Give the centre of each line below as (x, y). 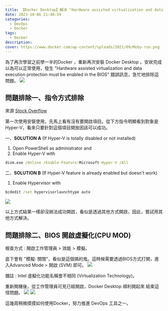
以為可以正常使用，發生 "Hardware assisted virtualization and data (74, 68)
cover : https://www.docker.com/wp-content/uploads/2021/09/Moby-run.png (82, 47)
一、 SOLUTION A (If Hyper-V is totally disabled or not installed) (70, 138)
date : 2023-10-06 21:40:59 (33, 14)
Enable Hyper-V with (34, 153)
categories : (17, 19)
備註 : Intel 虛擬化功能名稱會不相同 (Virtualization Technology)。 (71, 276)
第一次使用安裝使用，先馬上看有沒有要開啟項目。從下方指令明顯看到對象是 (82, 121)
